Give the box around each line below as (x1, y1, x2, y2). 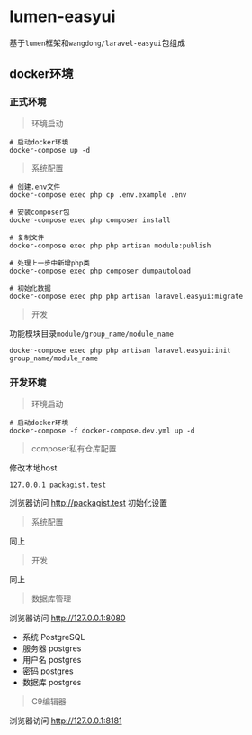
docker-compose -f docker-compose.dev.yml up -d (9, 426, 195, 435)
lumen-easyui (9, 6, 116, 27)
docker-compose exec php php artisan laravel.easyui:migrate (9, 292, 244, 301)
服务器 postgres (22, 643, 82, 654)
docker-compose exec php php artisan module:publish (9, 241, 211, 250)
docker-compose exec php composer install (9, 215, 171, 225)
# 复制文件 (9, 233, 45, 242)
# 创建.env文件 (9, 182, 61, 191)
